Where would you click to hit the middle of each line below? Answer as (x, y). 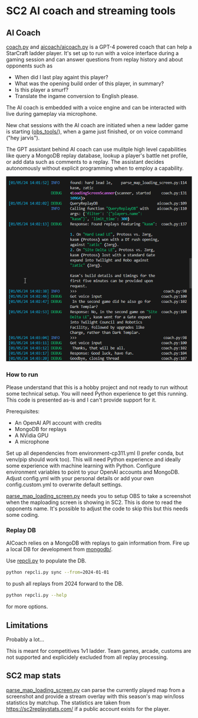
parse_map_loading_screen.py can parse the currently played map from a (95, 690)
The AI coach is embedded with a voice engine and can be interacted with (96, 107)
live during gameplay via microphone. (52, 114)
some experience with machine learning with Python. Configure (83, 466)
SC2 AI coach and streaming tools (91, 11)
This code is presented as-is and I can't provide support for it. (81, 400)
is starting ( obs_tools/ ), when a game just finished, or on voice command (94, 132)
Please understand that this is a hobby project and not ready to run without (97, 387)
